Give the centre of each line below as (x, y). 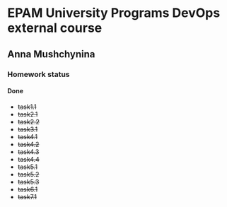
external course (55, 28)
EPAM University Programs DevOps (114, 13)
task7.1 (27, 196)
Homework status (39, 74)
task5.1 (27, 167)
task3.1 (28, 129)
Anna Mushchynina (51, 54)
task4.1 (27, 136)
